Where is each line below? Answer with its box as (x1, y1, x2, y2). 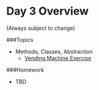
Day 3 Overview (6, 4, 89, 18)
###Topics (6, 36, 34, 43)
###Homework (6, 66, 45, 74)
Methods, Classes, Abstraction (15, 47, 93, 55)
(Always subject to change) (6, 24, 75, 32)
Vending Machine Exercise (24, 54, 92, 61)
